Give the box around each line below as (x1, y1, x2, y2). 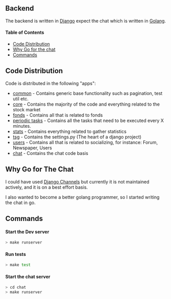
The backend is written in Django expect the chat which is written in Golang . (5, 17, 166, 24)
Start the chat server (5, 273, 51, 280)
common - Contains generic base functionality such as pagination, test (12, 90, 163, 96)
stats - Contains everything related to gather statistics (12, 128, 127, 134)
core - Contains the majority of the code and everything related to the (12, 101, 160, 107)
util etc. (12, 95, 29, 102)
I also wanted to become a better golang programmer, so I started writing (5, 194, 160, 200)
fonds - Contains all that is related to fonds (12, 112, 103, 118)
